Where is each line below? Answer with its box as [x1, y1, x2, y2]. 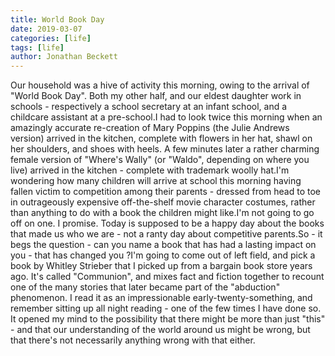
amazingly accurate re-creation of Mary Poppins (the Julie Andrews [10, 122, 290, 134]
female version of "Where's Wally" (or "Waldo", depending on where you [10, 154, 310, 166]
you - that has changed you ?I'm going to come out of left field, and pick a [10, 249, 316, 261]
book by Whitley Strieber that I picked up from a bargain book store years [10, 260, 313, 272]
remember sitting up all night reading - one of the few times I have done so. [10, 302, 322, 315]
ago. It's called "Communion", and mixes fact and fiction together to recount [10, 271, 325, 283]
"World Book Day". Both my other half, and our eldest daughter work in [10, 90, 302, 102]
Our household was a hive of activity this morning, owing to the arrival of [10, 79, 310, 91]
